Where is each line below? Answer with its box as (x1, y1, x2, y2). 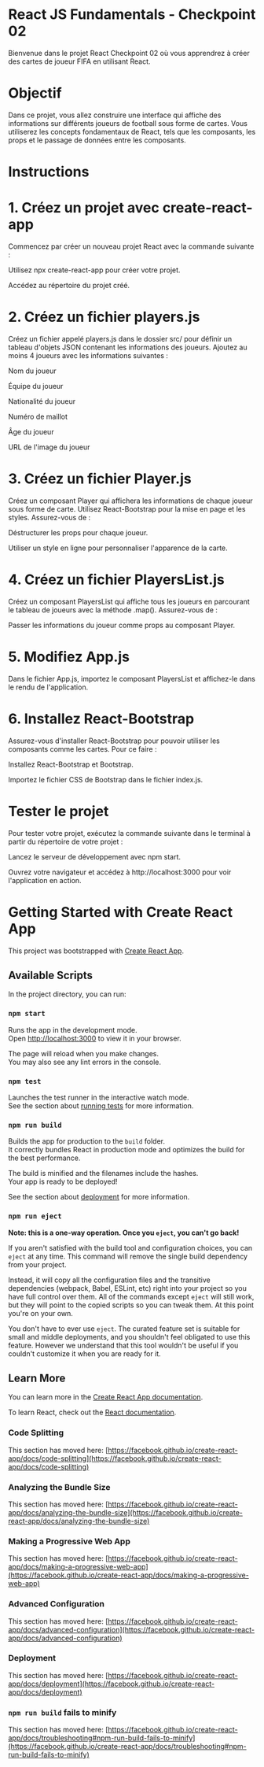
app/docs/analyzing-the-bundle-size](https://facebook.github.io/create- (8, 1507, 244, 1517)
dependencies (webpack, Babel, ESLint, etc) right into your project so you (8, 1283, 247, 1292)
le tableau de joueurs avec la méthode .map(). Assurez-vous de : (8, 604, 218, 615)
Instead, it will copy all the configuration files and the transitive (8, 1275, 211, 1285)
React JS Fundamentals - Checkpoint (8, 6, 256, 24)
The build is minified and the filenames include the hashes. (8, 1169, 199, 1178)
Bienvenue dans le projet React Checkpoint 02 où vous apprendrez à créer (8, 48, 250, 57)
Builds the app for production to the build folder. (8, 1137, 166, 1146)
